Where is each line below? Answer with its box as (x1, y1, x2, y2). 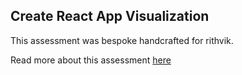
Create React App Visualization (10, 8, 210, 25)
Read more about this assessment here (10, 54, 172, 66)
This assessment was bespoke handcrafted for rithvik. (10, 34, 234, 46)
